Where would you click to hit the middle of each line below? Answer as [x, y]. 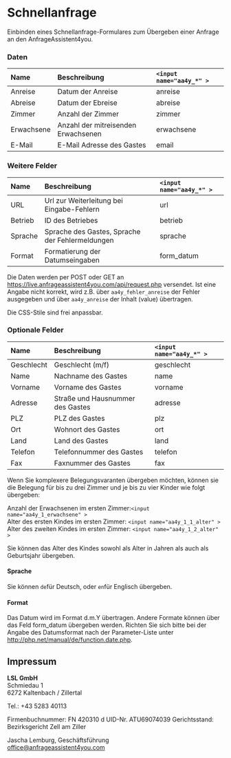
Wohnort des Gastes [87, 429]
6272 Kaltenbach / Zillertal [45, 693]
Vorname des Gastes [88, 387]
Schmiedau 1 [25, 686]
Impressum [32, 661]
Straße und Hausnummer [95, 398]
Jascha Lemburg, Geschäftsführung [58, 740]
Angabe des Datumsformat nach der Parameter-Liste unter [90, 632]
